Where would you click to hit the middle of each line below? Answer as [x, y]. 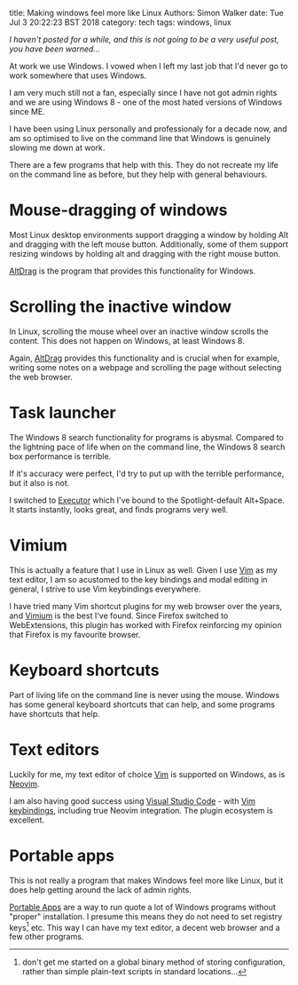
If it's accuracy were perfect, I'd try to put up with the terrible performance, [147, 473]
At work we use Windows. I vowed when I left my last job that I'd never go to [149, 66]
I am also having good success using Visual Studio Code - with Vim [132, 801]
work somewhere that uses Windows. [78, 75]
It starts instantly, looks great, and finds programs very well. [119, 509]
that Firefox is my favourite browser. [75, 634]
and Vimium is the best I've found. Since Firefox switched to [119, 616]
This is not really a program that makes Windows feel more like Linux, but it [146, 880]
